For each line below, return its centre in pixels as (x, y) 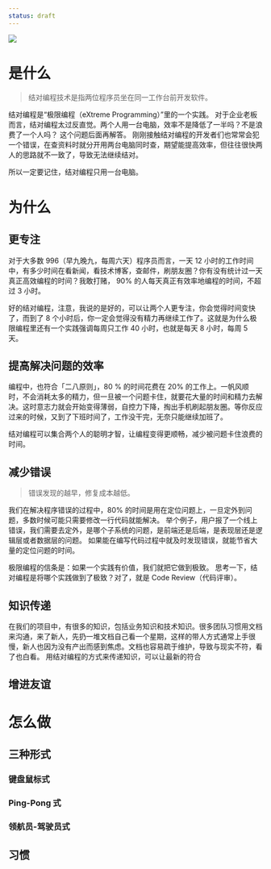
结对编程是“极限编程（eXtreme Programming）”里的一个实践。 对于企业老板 (133, 114)
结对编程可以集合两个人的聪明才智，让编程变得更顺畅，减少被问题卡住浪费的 (135, 434)
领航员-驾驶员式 (40, 826)
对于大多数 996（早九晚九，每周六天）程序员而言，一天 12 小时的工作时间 (131, 260)
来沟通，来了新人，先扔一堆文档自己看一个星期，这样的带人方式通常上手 (128, 636)
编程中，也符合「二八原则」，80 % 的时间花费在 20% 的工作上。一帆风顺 (129, 387)
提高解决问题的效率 (56, 366)
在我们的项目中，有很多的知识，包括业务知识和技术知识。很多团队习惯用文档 (135, 626)
